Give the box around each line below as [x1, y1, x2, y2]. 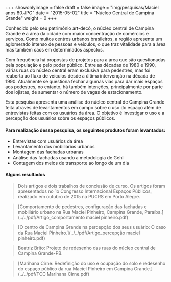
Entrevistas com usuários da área [12, 138, 83, 144]
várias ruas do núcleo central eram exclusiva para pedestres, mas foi [5, 67, 151, 73]
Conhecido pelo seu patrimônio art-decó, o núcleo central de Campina [5, 25, 154, 31]
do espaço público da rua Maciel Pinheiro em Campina [17, 266, 133, 272]
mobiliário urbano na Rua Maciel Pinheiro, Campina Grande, [17, 209, 144, 215]
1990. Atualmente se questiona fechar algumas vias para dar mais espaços [5, 79, 163, 84]
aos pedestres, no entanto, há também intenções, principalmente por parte [5, 84, 163, 90]
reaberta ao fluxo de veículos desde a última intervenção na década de [5, 73, 155, 79]
